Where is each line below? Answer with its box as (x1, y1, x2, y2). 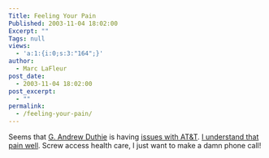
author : (8, 58, 35, 66)
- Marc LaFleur (15, 65, 67, 73)
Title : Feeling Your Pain (8, 11, 96, 20)
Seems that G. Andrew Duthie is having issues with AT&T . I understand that (8, 132, 259, 142)
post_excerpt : (8, 87, 57, 96)
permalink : (8, 102, 46, 110)
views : (8, 42, 31, 50)
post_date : (8, 72, 46, 80)
